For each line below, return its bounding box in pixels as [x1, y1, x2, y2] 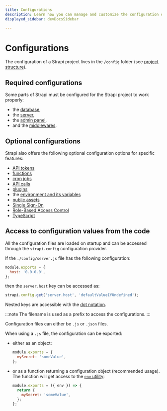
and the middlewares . [12, 122, 57, 128]
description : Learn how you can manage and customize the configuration [5, 12, 159, 17]
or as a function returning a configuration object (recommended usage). [12, 368, 160, 374]
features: [5, 155, 24, 161]
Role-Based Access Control [12, 207, 69, 213]
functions [12, 170, 32, 176]
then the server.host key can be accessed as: [5, 283, 100, 289]
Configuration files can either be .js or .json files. [5, 321, 108, 327]
